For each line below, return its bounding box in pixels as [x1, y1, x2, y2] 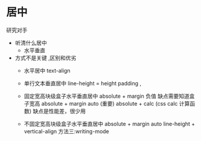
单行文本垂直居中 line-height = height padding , [23, 79, 141, 87]
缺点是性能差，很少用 [32, 107, 86, 115]
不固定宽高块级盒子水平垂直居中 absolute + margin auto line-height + [23, 120, 196, 127]
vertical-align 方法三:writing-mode [23, 127, 110, 135]
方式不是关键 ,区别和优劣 [14, 54, 76, 61]
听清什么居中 [14, 39, 47, 46]
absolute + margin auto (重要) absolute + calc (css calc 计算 [41, 100, 190, 107]
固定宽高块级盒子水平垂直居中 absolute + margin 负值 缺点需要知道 [23, 92, 190, 100]
